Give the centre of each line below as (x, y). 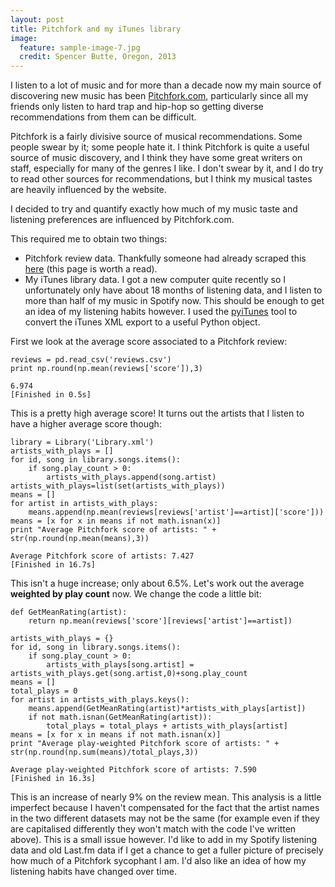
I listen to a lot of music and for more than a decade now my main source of (166, 85)
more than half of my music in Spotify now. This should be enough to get (174, 301)
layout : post (37, 19)
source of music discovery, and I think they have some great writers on (156, 158)
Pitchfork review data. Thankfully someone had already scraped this (165, 258)
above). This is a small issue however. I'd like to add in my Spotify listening (164, 840)
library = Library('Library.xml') (82, 442)
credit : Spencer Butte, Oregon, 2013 (98, 57)
